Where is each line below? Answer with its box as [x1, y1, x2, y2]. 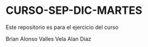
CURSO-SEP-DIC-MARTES [5, 4, 143, 17]
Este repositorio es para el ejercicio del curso [5, 23, 119, 31]
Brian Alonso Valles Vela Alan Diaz [5, 35, 92, 42]
